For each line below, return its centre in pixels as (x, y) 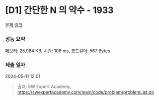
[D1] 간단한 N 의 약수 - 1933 (59, 10)
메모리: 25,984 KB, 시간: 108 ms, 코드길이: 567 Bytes (58, 51)
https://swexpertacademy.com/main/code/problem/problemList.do (86, 92)
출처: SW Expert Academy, (44, 86)
